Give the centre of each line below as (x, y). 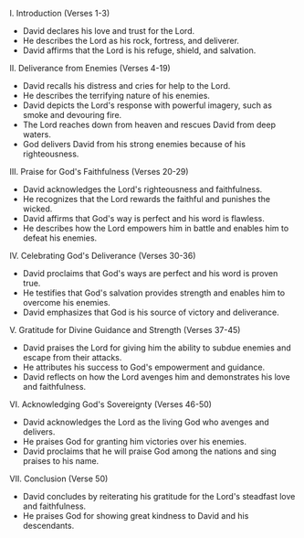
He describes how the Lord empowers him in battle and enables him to (156, 228)
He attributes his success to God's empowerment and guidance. (144, 367)
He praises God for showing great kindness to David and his (136, 516)
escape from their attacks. (72, 357)
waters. (37, 134)
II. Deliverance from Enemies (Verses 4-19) (90, 68)
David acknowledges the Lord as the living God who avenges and (146, 422)
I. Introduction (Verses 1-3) (60, 13)
